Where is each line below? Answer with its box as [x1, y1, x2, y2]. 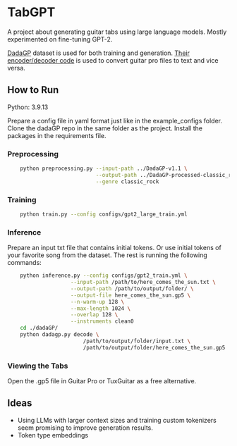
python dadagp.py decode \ [20, 331, 99, 338]
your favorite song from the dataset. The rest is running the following [7, 251, 208, 259]
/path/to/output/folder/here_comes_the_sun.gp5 [83, 344, 226, 351]
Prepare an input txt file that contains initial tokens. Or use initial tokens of [7, 244, 222, 252]
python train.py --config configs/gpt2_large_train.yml [20, 211, 188, 218]
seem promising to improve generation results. [17, 423, 154, 432]
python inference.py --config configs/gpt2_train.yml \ [20, 272, 188, 279]
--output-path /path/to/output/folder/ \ [70, 285, 194, 292]
